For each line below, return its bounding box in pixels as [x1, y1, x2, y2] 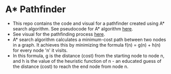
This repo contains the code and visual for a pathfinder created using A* [12, 20, 165, 26]
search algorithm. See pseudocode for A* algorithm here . [12, 25, 134, 31]
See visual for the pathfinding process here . [12, 31, 106, 37]
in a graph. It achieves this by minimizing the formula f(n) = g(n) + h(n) [12, 42, 161, 48]
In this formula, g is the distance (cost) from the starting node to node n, [12, 52, 165, 59]
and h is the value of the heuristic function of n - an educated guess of [12, 58, 162, 64]
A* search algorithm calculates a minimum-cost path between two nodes [12, 36, 166, 43]
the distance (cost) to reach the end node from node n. [12, 63, 129, 69]
